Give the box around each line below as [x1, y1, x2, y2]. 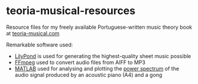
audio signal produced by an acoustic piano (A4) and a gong [14, 71, 163, 78]
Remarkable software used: [6, 41, 73, 48]
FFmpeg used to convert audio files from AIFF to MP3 [14, 59, 146, 66]
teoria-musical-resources [6, 4, 136, 18]
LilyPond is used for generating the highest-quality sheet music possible [14, 52, 191, 59]
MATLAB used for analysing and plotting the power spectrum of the [14, 65, 179, 72]
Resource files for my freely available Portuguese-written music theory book [6, 23, 192, 31]
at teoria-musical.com [6, 29, 60, 36]
